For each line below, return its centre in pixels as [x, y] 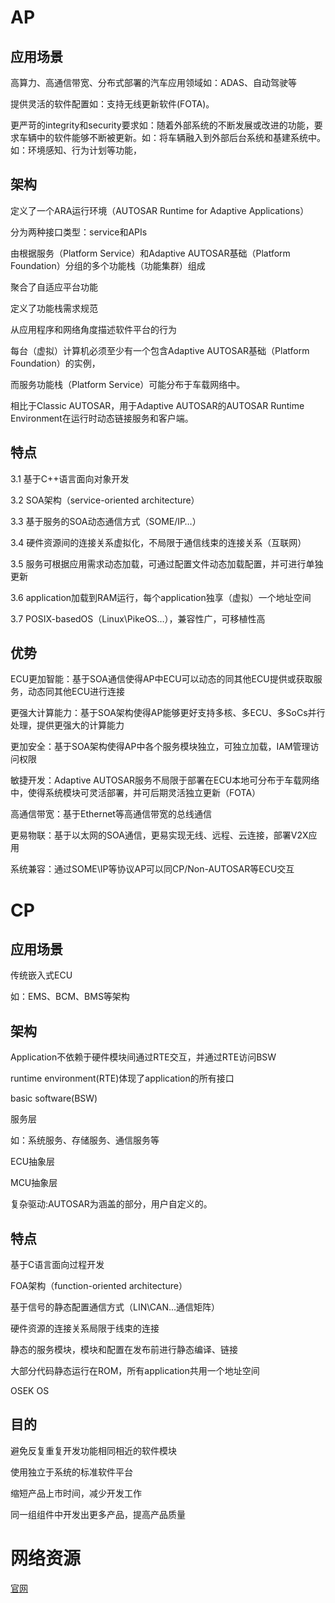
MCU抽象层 [34, 1183]
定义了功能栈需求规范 [54, 308]
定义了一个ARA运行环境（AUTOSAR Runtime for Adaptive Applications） [160, 210]
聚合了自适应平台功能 [54, 287]
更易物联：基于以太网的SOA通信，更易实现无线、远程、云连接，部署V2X [159, 835]
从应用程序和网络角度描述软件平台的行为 [93, 329]
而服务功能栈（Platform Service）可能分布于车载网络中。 [128, 384]
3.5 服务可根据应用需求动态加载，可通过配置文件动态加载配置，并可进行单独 [167, 563]
